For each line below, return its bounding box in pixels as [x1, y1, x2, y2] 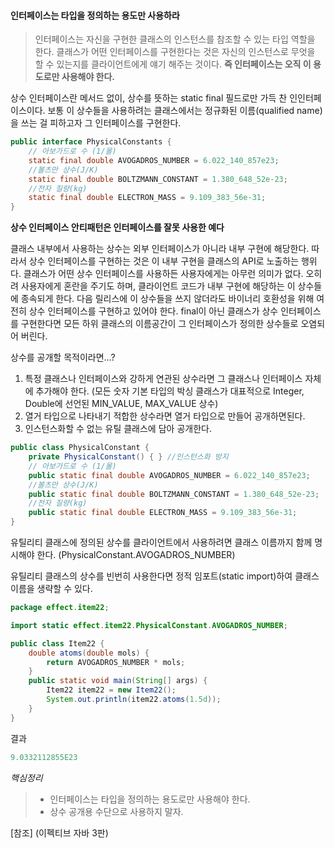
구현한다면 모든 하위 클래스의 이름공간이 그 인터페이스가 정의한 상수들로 [20, 318, 299, 330]
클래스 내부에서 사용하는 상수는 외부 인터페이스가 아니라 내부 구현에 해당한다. [10, 243, 310, 255]
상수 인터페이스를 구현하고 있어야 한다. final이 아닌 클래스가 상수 [28, 305, 279, 317]
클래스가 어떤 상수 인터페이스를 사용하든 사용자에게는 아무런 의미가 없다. [23, 268, 304, 280]
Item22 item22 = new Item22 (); [46, 685, 177, 695]
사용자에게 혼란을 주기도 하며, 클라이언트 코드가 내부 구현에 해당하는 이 [20, 280, 296, 292]
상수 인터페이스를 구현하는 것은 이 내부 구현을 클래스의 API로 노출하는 [28, 255, 300, 267]
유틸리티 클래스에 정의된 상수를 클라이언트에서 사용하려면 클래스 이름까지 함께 [10, 536, 313, 549]
